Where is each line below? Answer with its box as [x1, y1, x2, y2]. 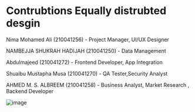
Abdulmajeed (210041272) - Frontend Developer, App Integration [6, 59, 163, 66]
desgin [6, 16, 41, 30]
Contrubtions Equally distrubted [6, 4, 167, 18]
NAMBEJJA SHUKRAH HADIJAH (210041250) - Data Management [6, 47, 166, 54]
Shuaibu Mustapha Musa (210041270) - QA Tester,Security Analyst [6, 70, 168, 77]
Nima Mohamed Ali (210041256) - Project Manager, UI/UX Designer [6, 36, 169, 43]
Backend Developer [6, 87, 54, 94]
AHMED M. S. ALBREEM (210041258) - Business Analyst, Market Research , [6, 81, 190, 89]
